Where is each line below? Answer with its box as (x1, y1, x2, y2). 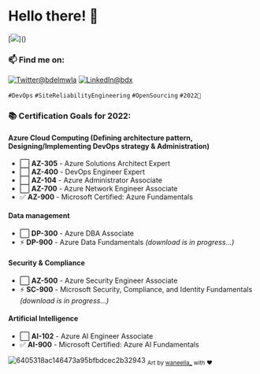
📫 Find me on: (8, 54, 65, 65)
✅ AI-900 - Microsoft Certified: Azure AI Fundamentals (19, 339, 199, 349)
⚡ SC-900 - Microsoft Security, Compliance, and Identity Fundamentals (19, 284, 253, 294)
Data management (8, 210, 70, 220)
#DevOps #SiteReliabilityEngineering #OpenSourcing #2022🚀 (8, 92, 202, 100)
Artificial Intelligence (8, 314, 79, 324)
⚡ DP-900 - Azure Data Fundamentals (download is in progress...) (19, 237, 235, 246)
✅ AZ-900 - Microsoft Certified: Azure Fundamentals (19, 192, 193, 202)
